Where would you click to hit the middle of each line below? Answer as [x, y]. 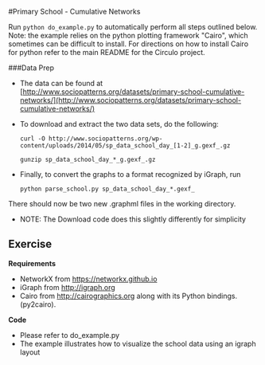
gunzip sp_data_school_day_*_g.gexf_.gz [88, 159]
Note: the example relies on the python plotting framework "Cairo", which [128, 35]
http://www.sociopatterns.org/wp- [106, 139]
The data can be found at [61, 83]
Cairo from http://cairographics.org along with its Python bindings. [128, 296]
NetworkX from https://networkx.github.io [88, 279]
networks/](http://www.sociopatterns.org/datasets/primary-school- [130, 100]
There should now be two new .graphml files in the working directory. [122, 204]
